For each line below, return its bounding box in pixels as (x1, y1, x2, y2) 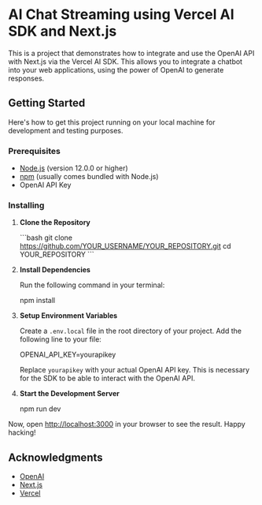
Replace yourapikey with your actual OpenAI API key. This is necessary (19, 365, 250, 375)
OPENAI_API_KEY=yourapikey (19, 350, 116, 360)
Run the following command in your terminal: (19, 280, 165, 290)
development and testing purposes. (8, 125, 124, 135)
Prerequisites (8, 145, 61, 156)
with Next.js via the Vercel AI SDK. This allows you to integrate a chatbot (8, 57, 242, 66)
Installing (8, 200, 45, 211)
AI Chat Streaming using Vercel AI (8, 6, 234, 24)
